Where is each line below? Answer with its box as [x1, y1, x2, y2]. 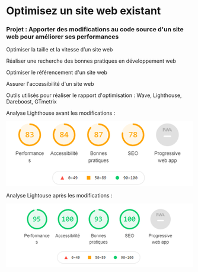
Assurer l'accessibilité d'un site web [6, 80, 94, 88]
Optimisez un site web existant [6, 4, 161, 18]
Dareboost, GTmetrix [6, 98, 58, 105]
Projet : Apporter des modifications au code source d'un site [6, 25, 184, 34]
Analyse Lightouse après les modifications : [6, 192, 113, 199]
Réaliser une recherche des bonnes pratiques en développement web [6, 57, 177, 64]
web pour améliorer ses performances [6, 33, 119, 41]
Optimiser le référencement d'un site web [6, 69, 108, 76]
